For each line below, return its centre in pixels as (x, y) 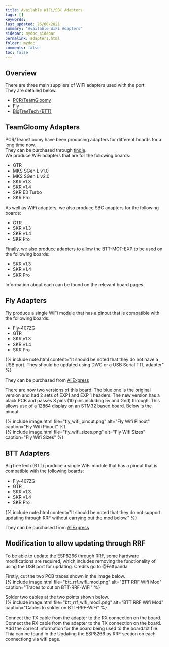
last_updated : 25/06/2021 (32, 24)
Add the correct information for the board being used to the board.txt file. (82, 628)
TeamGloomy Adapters (43, 127)
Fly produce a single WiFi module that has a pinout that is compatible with (82, 313)
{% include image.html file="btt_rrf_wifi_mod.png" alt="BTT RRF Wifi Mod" (83, 582)
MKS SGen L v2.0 (31, 176)
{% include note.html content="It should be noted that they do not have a (82, 359)
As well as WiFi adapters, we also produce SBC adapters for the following (82, 208)
